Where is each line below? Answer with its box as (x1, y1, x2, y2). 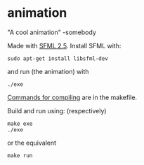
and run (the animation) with (7, 67, 89, 76)
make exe (7, 120, 33, 127)
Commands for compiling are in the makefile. (7, 93, 138, 101)
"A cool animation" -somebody (7, 28, 96, 36)
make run (7, 152, 33, 159)
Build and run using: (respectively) (7, 106, 107, 115)
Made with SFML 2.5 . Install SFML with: (7, 41, 122, 50)
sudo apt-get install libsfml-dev (7, 55, 109, 62)
